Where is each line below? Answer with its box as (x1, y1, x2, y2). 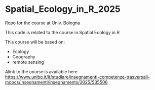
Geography (12, 53, 36, 60)
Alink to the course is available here (5, 68, 77, 75)
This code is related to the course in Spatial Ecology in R (5, 29, 120, 35)
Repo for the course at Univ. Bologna (5, 20, 80, 26)
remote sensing (12, 59, 44, 65)
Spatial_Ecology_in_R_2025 (5, 3, 121, 15)
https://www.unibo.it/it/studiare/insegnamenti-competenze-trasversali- (5, 74, 150, 80)
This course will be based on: (5, 39, 65, 45)
